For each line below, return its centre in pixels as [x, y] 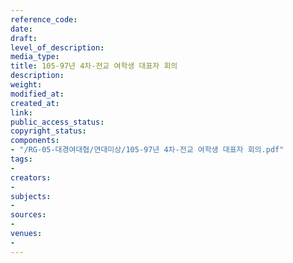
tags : [21, 159]
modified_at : [37, 94]
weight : [26, 85]
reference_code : [44, 19]
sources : [28, 215]
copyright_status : [48, 131]
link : [21, 112]
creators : [31, 177]
